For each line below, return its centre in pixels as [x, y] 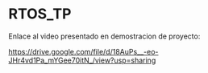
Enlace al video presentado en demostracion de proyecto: [104, 36]
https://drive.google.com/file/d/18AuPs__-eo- [83, 51]
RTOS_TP [40, 14]
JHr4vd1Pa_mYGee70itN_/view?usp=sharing [82, 60]
